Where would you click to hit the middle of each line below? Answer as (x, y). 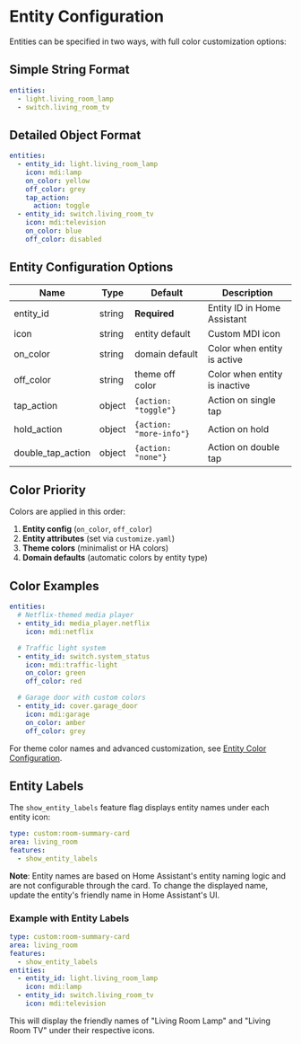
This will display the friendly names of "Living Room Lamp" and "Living (140, 1021)
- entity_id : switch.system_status (84, 656)
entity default (162, 333)
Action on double (244, 447)
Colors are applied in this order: (68, 512)
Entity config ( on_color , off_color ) (87, 529)
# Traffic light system (61, 648)
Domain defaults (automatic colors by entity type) (115, 558)
